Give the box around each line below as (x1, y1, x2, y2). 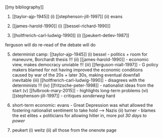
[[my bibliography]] (5, 4, 44, 10)
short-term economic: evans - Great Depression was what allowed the (12, 102, 153, 108)
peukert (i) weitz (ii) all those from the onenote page (12, 127, 117, 133)
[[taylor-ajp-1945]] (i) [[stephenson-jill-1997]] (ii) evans (12, 14, 123, 19)
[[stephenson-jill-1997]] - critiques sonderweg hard (12, 93, 115, 99)
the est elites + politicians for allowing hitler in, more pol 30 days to (12, 113, 147, 118)
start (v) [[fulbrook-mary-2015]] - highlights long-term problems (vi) (12, 88, 148, 93)
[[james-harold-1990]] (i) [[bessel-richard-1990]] (12, 23, 111, 29)
